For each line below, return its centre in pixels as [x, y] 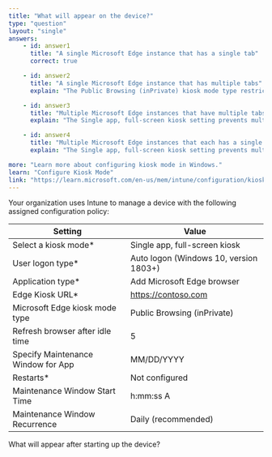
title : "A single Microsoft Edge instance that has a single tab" [144, 53]
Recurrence [35, 425]
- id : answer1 [47, 46]
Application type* [47, 282]
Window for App [43, 365]
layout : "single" [38, 31]
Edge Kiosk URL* [45, 295]
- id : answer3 [47, 105]
